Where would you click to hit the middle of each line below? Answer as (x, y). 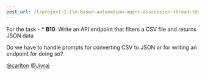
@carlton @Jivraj (28, 65)
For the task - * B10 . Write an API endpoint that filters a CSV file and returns (102, 29)
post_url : (19, 12)
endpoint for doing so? (35, 54)
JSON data (20, 35)
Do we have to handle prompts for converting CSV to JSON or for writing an (102, 47)
